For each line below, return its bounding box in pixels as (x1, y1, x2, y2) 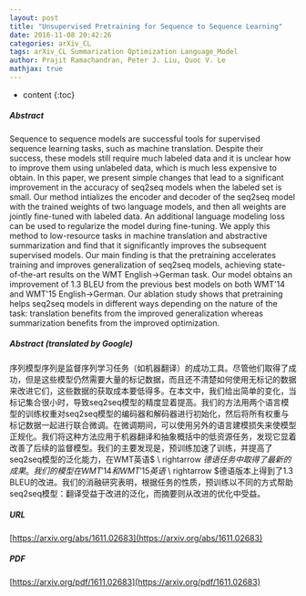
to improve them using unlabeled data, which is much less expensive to (9, 162, 278, 173)
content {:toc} (22, 89, 76, 100)
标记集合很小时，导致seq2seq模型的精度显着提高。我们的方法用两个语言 (9, 396, 281, 407)
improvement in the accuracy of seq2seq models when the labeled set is (9, 182, 282, 193)
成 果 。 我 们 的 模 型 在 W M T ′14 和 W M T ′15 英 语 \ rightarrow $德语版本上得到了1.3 (9, 465, 294, 476)
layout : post (9, 13, 59, 23)
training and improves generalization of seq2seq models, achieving (9, 259, 261, 270)
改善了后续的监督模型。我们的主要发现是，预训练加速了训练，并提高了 (9, 442, 273, 453)
